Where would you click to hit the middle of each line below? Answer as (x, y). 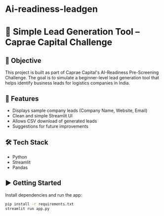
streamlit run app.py (27, 209)
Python (20, 157)
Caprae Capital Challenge (59, 42)
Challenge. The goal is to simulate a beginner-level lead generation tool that (82, 78)
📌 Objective (23, 60)
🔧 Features (22, 98)
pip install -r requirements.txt (40, 204)
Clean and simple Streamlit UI (42, 116)
